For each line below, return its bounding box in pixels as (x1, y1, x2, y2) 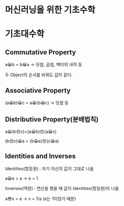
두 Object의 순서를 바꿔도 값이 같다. (5, 72, 73, 78)
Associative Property (5, 86, 71, 95)
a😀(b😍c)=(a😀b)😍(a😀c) (5, 128, 57, 134)
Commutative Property (5, 48, 76, 56)
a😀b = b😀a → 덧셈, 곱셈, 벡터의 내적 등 (5, 62, 83, 68)
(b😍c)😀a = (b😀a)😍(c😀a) (5, 138, 59, 144)
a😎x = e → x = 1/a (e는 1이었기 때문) (5, 195, 76, 202)
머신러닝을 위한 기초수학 (5, 4, 96, 16)
